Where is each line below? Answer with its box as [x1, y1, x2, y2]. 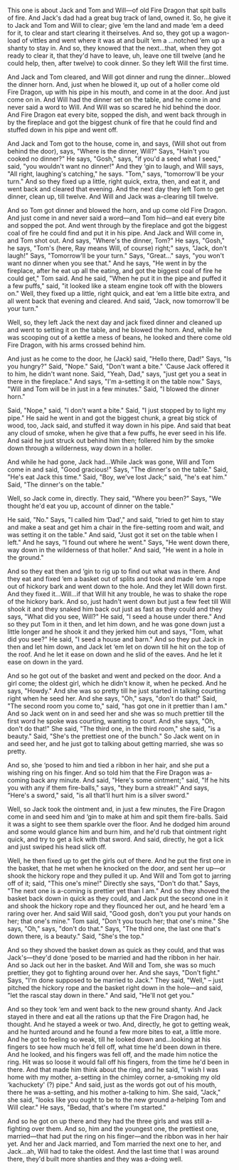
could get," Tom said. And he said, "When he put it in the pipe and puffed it [7, 274, 227, 282]
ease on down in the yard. [7, 658, 84, 666]
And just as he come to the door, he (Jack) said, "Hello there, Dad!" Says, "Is [7, 355, 232, 363]
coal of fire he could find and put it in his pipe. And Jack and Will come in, [7, 229, 224, 237]
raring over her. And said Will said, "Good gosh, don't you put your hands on [7, 910, 231, 918]
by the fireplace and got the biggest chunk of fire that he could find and [7, 118, 217, 127]
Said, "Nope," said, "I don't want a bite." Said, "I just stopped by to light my [7, 406, 226, 415]
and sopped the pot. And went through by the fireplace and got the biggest [7, 221, 228, 230]
